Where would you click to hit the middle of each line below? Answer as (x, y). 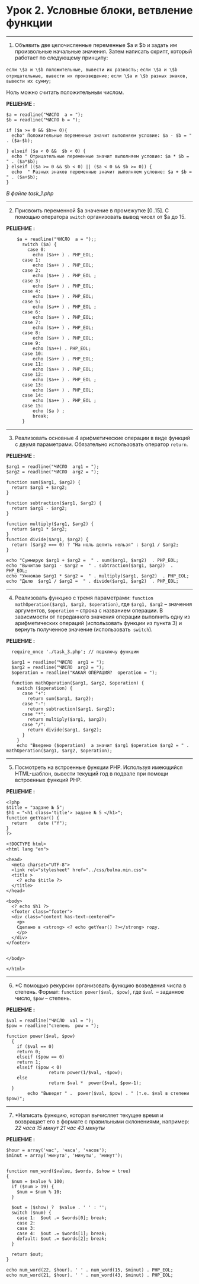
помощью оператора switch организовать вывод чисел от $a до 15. (100, 216)
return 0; (29, 1051)
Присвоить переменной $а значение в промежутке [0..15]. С (92, 210)
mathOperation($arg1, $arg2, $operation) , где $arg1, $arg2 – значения (103, 604)
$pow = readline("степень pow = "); (53, 1026)
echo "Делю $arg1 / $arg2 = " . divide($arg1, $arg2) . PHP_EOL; (92, 581)
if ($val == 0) (36, 1046)
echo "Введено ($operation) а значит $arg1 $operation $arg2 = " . (103, 745)
